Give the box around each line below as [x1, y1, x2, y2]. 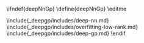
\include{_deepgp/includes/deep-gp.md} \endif [6, 30, 126, 37]
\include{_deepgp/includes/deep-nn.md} [6, 17, 109, 24]
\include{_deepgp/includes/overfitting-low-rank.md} [6, 24, 139, 30]
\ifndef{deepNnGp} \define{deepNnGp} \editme [6, 5, 127, 12]
